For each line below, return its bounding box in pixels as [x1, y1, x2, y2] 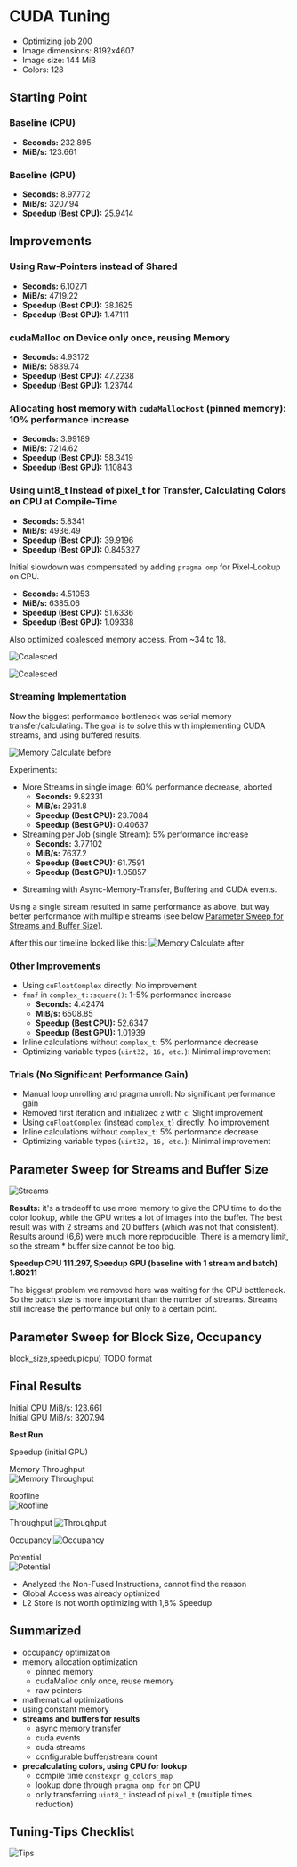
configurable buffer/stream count [35, 1751, 158, 1762]
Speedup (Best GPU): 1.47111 [21, 309, 129, 320]
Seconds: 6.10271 [21, 281, 87, 291]
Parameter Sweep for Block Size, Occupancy [9, 1330, 262, 1345]
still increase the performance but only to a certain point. [9, 1304, 218, 1314]
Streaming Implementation [9, 691, 127, 703]
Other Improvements [9, 960, 101, 972]
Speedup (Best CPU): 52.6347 [35, 1018, 148, 1028]
